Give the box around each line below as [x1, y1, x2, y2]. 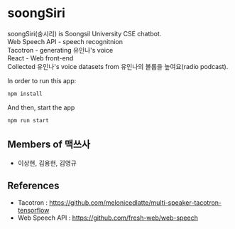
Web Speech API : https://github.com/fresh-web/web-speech [17, 213, 199, 222]
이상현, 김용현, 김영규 [17, 159, 77, 167]
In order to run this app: [7, 76, 77, 85]
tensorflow [17, 206, 50, 215]
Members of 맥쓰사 [7, 139, 91, 151]
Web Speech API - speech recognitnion [7, 37, 123, 46]
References [7, 179, 60, 191]
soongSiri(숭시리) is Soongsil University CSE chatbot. [7, 29, 162, 38]
